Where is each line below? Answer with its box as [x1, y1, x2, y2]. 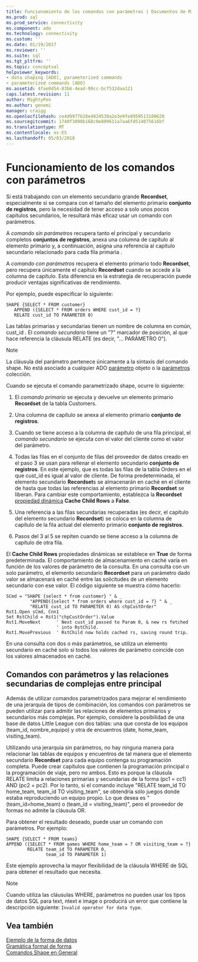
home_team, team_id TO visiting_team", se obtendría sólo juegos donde [6, 788, 180, 795]
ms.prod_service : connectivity [6, 20, 83, 25]
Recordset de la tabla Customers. [14, 400, 97, 407]
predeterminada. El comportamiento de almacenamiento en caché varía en [6, 556, 187, 564]
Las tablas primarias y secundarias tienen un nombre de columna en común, [6, 322, 192, 329]
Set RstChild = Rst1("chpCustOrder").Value [6, 614, 115, 620]
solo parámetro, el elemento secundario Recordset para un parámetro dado [6, 569, 190, 576]
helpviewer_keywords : [6, 69, 60, 75]
